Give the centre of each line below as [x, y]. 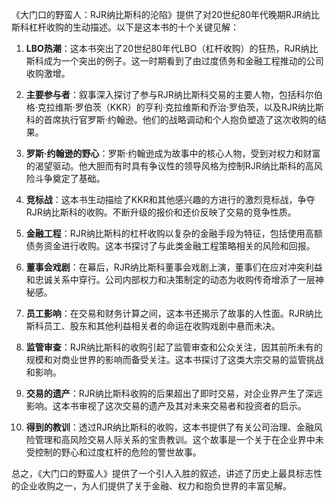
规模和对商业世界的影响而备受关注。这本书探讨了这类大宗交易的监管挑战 [174, 359]
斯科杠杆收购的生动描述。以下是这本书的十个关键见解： [125, 27]
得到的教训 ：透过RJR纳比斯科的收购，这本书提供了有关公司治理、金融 [169, 427]
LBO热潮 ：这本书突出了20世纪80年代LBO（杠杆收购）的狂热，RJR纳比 [172, 48]
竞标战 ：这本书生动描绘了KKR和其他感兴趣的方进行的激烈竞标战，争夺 [170, 199]
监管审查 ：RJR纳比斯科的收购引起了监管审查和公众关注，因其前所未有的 [174, 347]
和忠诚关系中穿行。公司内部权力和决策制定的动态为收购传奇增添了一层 [170, 279]
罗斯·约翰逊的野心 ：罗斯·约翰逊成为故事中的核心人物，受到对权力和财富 [173, 153]
